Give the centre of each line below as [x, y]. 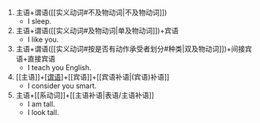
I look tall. [43, 112]
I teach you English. [60, 67]
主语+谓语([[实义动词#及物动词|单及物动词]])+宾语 [97, 30]
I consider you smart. [62, 86]
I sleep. [40, 21]
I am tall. [41, 104]
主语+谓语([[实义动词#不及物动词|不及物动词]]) [91, 12]
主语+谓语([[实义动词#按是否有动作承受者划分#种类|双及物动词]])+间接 [130, 49]
